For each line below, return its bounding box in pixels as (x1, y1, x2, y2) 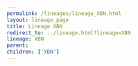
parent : (6, 42, 29, 49)
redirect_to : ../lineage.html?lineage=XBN (6, 29, 131, 36)
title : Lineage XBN (6, 23, 63, 30)
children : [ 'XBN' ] (6, 49, 60, 56)
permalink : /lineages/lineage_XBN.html (6, 10, 122, 17)
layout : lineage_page (6, 16, 69, 23)
